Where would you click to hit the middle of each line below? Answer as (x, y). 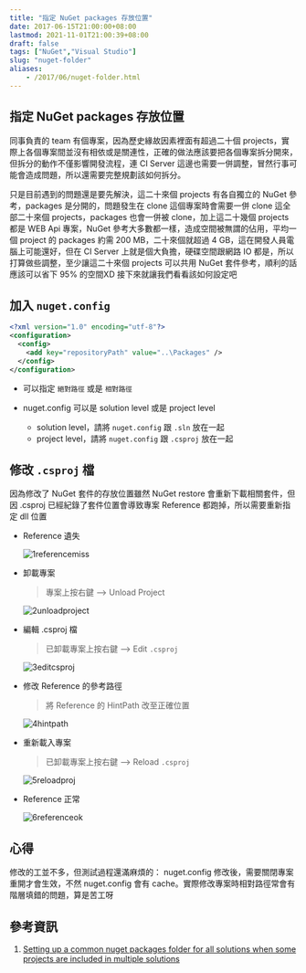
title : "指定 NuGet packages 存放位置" (81, 18)
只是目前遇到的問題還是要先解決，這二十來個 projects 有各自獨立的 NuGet (148, 194)
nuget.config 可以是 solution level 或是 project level (119, 407)
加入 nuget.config (60, 306)
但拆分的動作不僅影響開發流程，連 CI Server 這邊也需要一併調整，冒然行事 (149, 163)
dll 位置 (33, 516)
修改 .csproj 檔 (52, 470)
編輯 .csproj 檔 (50, 629)
